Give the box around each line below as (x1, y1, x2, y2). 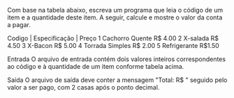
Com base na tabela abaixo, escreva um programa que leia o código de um (7, 6, 224, 14)
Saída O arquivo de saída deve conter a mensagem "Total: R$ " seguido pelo (7, 76, 228, 84)
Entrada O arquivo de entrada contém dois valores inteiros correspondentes (7, 55, 226, 63)
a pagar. (7, 21, 31, 28)
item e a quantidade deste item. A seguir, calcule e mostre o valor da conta (7, 13, 223, 22)
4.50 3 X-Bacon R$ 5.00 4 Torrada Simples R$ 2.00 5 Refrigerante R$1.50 (7, 42, 220, 49)
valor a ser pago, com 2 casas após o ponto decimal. (7, 83, 160, 91)
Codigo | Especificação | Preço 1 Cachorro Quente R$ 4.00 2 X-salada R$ (7, 34, 219, 42)
